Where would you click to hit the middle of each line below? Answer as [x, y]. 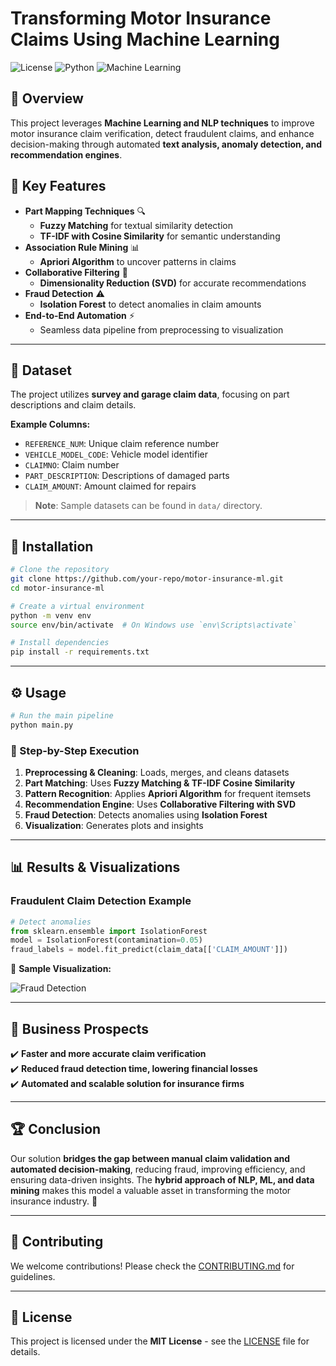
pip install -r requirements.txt [80, 652]
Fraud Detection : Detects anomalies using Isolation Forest [146, 815]
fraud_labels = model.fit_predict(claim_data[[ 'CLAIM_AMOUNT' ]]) [149, 950]
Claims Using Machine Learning [145, 39]
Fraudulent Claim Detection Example [101, 901]
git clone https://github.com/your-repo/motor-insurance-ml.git [147, 579]
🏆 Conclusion [56, 1129]
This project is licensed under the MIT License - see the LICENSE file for [160, 1341]
